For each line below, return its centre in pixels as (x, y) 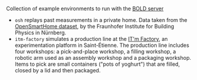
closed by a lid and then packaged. (58, 70)
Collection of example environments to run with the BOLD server (85, 9)
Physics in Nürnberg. (40, 33)
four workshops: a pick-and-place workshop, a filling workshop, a (95, 52)
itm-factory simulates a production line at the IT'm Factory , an (91, 39)
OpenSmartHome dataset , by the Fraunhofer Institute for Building (94, 26)
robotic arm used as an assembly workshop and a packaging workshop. (103, 58)
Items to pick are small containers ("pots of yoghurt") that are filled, (97, 64)
